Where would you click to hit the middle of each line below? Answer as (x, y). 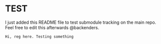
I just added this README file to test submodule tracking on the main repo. (81, 22)
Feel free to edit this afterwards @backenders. (52, 27)
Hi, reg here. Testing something (39, 37)
